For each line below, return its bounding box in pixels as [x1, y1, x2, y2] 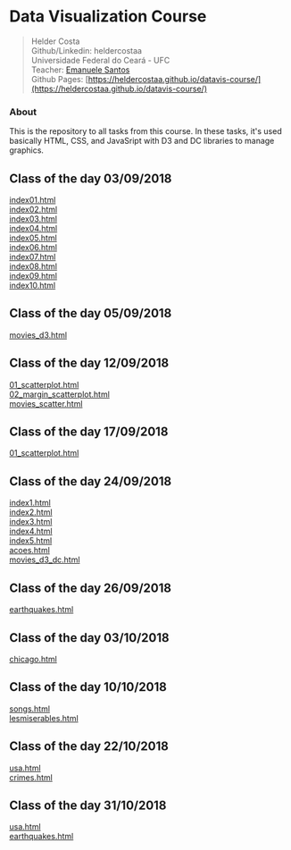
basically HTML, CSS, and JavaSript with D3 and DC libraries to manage [9, 136, 275, 147]
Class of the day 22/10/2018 [9, 739, 170, 754]
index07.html [9, 252, 56, 263]
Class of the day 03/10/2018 [9, 630, 170, 645]
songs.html [9, 703, 51, 714]
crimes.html [9, 771, 54, 783]
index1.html [9, 498, 51, 509]
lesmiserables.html [9, 712, 79, 723]
